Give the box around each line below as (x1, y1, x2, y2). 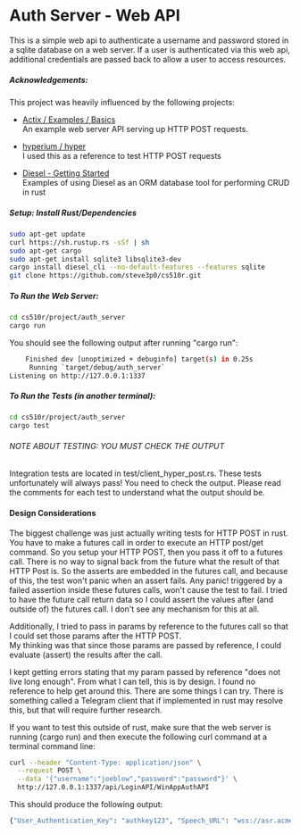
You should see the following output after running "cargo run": (9, 337, 238, 348)
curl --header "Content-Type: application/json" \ (9, 758, 202, 767)
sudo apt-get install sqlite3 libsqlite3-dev (9, 254, 181, 263)
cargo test (9, 421, 50, 430)
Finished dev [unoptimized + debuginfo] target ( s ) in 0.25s (25, 354, 254, 363)
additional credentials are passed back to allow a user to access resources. (9, 54, 287, 64)
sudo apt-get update (9, 229, 87, 238)
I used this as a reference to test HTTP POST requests (21, 150, 221, 161)
